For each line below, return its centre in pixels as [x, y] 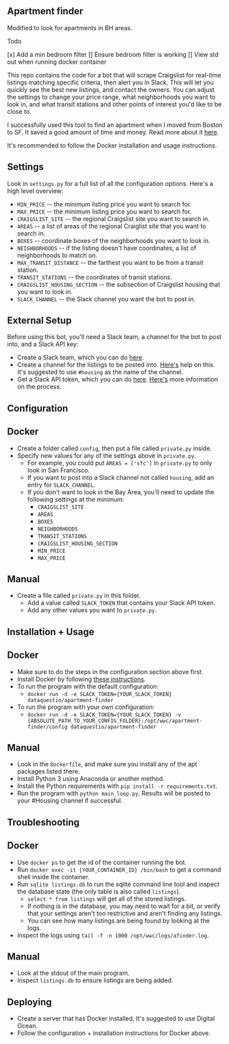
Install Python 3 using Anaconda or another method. [91, 779]
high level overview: [35, 191]
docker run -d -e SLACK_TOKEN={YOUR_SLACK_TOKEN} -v [104, 715]
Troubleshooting [44, 822]
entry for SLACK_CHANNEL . [61, 485]
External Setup [39, 321]
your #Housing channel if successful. [70, 801]
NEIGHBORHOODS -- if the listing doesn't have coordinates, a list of [107, 248]
